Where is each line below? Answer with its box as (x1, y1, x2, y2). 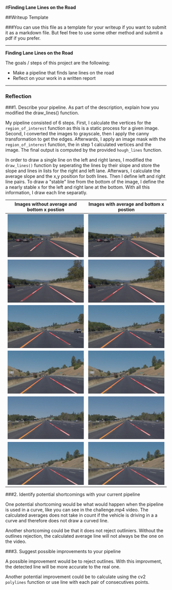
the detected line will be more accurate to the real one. (5, 564, 121, 570)
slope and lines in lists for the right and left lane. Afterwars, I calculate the (5, 168, 160, 174)
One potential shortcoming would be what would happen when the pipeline (5, 501, 164, 507)
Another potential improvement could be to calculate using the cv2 (5, 574, 146, 580)
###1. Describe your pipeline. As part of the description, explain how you (5, 105, 159, 111)
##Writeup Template (5, 14, 49, 20)
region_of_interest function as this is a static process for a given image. (5, 125, 159, 131)
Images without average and (14, 201, 77, 207)
